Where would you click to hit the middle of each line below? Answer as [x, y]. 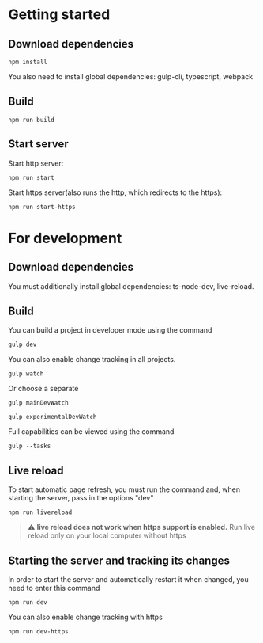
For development [65, 238]
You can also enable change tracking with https [86, 617]
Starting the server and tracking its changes [119, 560]
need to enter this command [54, 588]
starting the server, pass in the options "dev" [81, 498]
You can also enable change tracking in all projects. [92, 360]
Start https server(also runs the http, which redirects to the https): [115, 192]
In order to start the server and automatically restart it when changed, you [128, 580]
